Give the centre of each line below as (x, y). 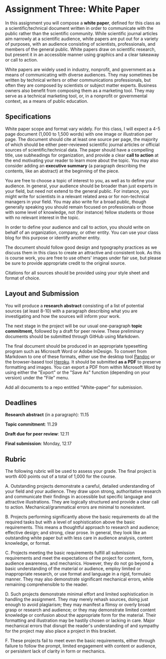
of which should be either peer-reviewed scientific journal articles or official (83, 145)
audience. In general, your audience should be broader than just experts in (81, 186)
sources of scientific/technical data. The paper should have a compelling (80, 149)
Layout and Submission (42, 294)
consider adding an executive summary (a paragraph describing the (75, 165)
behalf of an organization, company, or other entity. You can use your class (82, 232)
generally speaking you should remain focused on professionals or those (80, 207)
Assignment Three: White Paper (73, 9)
